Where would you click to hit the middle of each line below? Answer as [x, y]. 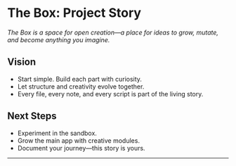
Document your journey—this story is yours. [81, 148]
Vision [22, 62]
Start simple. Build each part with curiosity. [80, 79]
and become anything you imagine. [59, 39]
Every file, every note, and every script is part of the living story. [110, 94]
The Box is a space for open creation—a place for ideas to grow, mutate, [113, 32]
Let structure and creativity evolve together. [81, 87]
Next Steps [32, 116]
